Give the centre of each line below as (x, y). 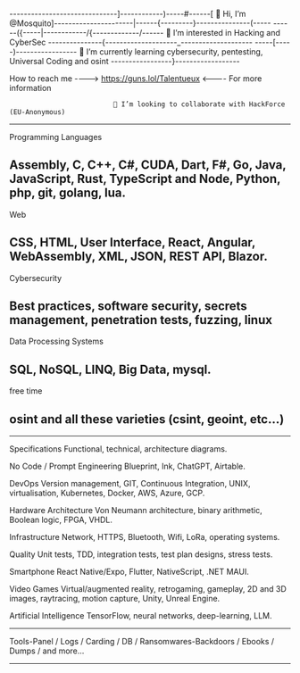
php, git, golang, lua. (68, 193)
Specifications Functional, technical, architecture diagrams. (118, 449)
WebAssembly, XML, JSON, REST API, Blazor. (138, 257)
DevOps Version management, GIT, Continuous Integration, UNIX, (130, 484)
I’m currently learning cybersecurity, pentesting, (175, 52)
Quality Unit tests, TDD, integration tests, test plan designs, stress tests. (141, 554)
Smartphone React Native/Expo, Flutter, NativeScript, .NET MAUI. (129, 572)
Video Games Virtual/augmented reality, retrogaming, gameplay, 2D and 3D (148, 589)
